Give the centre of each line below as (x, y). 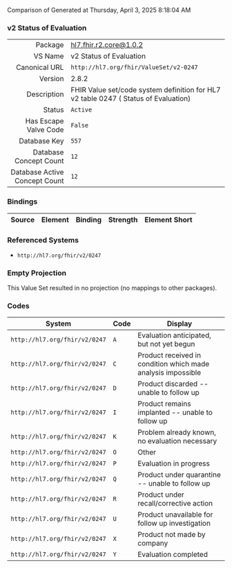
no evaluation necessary (177, 441)
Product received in (170, 355)
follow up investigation (174, 524)
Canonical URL (40, 67)
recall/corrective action (175, 504)
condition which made (174, 364)
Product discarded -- (173, 384)
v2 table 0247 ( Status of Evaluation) (131, 98)
